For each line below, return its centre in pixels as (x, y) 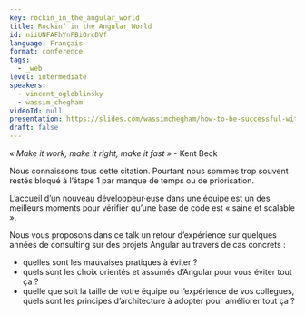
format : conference (46, 52)
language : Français (46, 43)
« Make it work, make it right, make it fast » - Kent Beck (113, 153)
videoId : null (36, 111)
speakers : (28, 85)
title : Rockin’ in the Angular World (81, 26)
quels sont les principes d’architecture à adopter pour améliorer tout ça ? (158, 301)
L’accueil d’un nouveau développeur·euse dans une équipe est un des (140, 198)
